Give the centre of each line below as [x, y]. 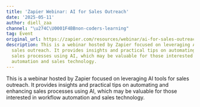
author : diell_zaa [29, 23]
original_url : [24, 39]
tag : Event [20, 34]
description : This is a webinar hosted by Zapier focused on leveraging [98, 45]
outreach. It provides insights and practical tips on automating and [87, 84]
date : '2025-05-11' [30, 17]
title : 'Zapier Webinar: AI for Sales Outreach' [68, 12]
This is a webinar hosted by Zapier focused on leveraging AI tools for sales [98, 78]
